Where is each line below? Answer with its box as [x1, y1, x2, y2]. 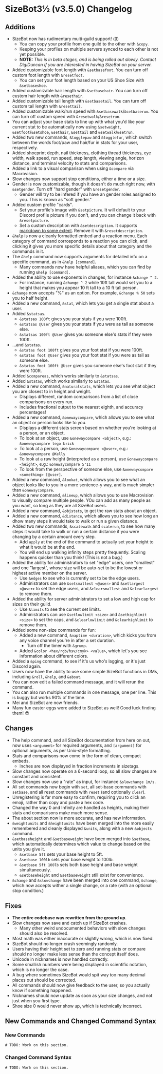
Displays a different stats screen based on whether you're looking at [19, 425, 157, 431]
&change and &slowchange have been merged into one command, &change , [12, 877, 158, 883]
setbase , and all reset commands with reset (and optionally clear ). [12, 789, 146, 795]
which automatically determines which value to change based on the [12, 841, 150, 847]
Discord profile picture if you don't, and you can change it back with [19, 212, 156, 218]
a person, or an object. [19, 430, 65, 435]
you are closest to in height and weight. [12, 389, 91, 394]
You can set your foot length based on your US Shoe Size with [19, 77, 145, 83]
